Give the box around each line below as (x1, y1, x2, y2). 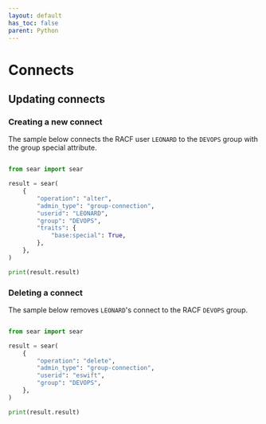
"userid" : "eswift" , (37, 371, 105, 379)
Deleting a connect (8, 287, 84, 298)
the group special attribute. (8, 143, 97, 152)
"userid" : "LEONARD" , (37, 209, 109, 218)
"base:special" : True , (50, 232, 127, 240)
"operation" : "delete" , (37, 356, 115, 365)
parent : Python (8, 26, 59, 34)
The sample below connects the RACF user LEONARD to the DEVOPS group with (8, 135, 259, 144)
